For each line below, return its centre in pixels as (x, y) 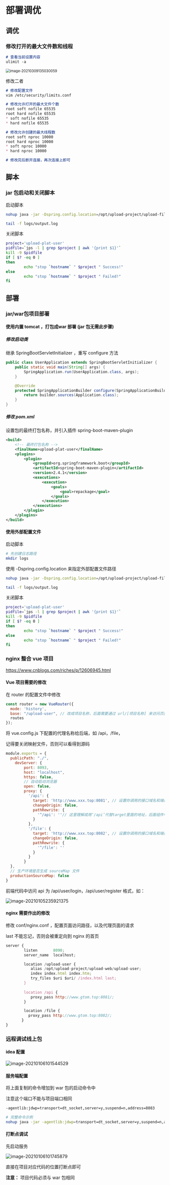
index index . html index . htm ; (61, 974)
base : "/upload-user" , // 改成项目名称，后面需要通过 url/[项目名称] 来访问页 (87, 714)
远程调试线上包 (24, 1039)
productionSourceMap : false (40, 875)
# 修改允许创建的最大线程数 (31, 132)
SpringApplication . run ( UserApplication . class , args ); (81, 372)
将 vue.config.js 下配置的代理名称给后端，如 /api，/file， (64, 733)
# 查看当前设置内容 (23, 57)
